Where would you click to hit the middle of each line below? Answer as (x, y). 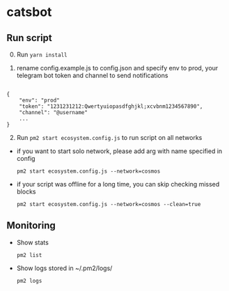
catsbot (29, 12)
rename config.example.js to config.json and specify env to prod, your (117, 68)
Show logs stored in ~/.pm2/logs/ (64, 268)
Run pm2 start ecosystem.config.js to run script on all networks (109, 137)
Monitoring (31, 226)
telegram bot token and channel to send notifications (92, 75)
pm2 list (29, 255)
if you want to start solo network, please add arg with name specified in (119, 151)
